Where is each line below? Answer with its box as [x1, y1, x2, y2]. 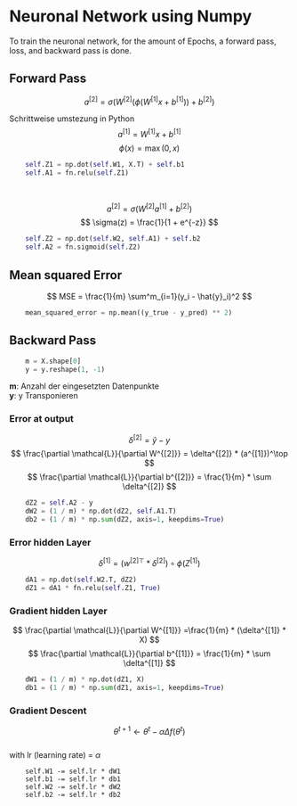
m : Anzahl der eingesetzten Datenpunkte [9, 381, 160, 391]
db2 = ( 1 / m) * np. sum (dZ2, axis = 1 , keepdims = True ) [25, 515, 225, 524]
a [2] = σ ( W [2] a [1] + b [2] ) [106, 201, 193, 214]
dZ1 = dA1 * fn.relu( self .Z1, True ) [25, 583, 162, 592]
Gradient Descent [9, 704, 87, 717]
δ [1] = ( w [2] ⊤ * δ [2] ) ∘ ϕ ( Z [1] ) [98, 556, 201, 568]
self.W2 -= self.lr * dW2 [25, 782, 122, 791]
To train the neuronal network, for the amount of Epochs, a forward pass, [9, 36, 277, 46]
